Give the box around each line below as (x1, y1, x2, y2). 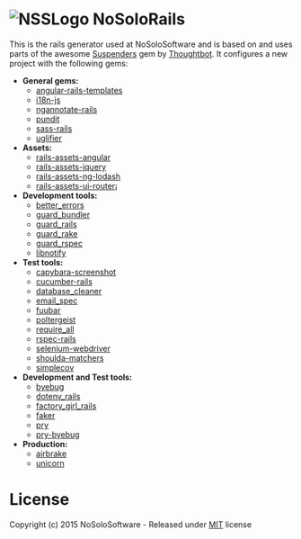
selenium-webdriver (35, 343, 111, 354)
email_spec (35, 295, 78, 306)
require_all (35, 324, 75, 335)
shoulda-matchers (35, 352, 104, 364)
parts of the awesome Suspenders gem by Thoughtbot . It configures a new (9, 48, 288, 58)
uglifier (35, 132, 63, 143)
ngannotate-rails (35, 103, 98, 114)
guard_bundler (35, 209, 91, 220)
